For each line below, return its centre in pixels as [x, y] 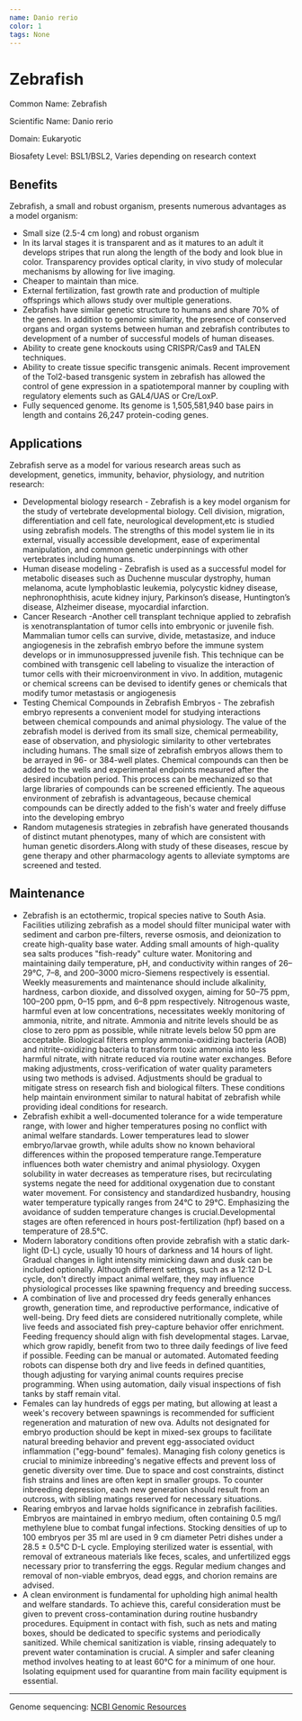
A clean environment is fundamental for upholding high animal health [150, 1594]
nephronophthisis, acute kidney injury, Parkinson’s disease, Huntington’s [156, 597]
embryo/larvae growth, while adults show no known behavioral [138, 1145]
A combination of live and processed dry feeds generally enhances [147, 1298]
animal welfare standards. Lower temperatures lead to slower [136, 1135]
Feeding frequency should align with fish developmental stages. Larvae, [155, 1336]
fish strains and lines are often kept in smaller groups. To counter [142, 1480]
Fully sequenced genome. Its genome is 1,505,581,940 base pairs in [148, 405]
